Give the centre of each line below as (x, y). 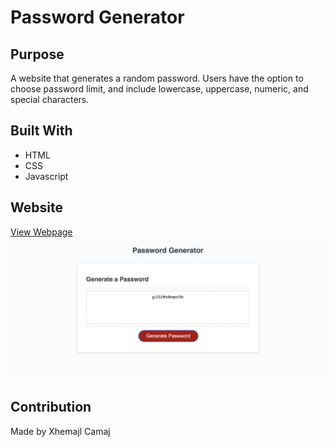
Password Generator (97, 17)
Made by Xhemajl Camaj (60, 431)
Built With (41, 131)
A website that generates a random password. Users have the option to (157, 78)
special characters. (50, 99)
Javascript (46, 176)
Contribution (51, 407)
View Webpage (41, 232)
